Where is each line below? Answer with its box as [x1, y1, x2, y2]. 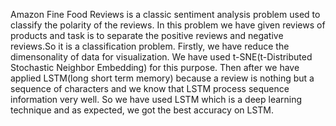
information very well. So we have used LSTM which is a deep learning [10, 94, 303, 105]
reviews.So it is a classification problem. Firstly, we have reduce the [10, 40, 290, 52]
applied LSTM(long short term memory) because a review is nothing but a [10, 72, 315, 84]
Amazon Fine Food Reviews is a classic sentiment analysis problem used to [10, 9, 321, 20]
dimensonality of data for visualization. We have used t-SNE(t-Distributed [10, 51, 313, 63]
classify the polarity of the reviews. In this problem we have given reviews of [10, 19, 326, 31]
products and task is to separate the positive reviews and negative [10, 30, 284, 41]
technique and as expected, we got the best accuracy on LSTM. [10, 104, 275, 116]
